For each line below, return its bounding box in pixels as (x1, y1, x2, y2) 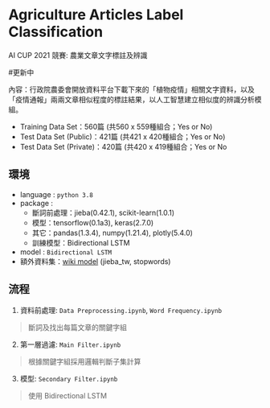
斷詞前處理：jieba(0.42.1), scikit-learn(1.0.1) (31, 208, 175, 217)
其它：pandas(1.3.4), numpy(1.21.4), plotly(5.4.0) (31, 228, 193, 237)
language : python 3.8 (19, 189, 94, 199)
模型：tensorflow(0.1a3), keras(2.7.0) (31, 217, 154, 227)
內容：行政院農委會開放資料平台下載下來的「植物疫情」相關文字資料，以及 (8, 84, 255, 94)
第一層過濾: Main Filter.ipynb (19, 340, 121, 349)
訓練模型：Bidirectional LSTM (31, 237, 130, 247)
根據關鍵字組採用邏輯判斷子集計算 (27, 356, 141, 366)
